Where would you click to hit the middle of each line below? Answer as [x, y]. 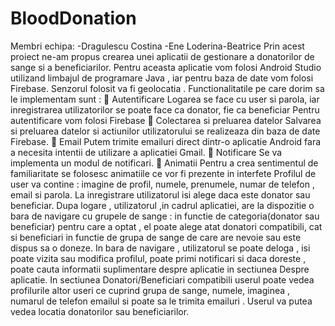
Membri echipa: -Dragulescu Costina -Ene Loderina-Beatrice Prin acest [157, 46]
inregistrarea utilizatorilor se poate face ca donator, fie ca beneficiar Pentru [165, 109]
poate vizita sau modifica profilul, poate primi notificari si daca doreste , [158, 258]
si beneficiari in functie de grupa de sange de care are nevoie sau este [156, 237]
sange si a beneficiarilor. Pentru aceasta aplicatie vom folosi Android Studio [166, 67]
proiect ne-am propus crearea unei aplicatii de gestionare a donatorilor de [162, 56]
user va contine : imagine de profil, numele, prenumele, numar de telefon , [162, 184]
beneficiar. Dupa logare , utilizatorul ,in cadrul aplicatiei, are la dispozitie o [162, 205]
